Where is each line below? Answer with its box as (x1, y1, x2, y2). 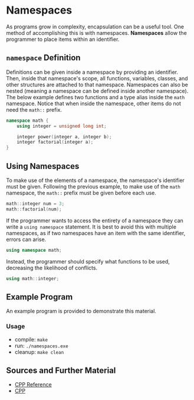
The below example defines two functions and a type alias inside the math (6, 93, 185, 100)
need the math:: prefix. (6, 106, 62, 113)
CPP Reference (14, 381, 52, 388)
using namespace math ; (6, 247, 62, 253)
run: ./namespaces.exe (14, 342, 69, 349)
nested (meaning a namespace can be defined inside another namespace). (6, 87, 189, 95)
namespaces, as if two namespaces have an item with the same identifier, (6, 229, 186, 236)
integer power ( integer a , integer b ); (17, 134, 112, 139)
